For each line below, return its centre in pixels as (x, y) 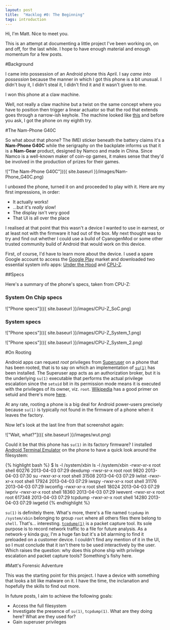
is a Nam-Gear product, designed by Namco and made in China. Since (79, 151)
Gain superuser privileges (39, 622)
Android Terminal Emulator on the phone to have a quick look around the (81, 450)
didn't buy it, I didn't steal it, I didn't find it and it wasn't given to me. (76, 85)
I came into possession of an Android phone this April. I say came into (78, 74)
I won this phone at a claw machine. (42, 95)
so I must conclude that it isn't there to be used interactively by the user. (80, 545)
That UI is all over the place (41, 218)
